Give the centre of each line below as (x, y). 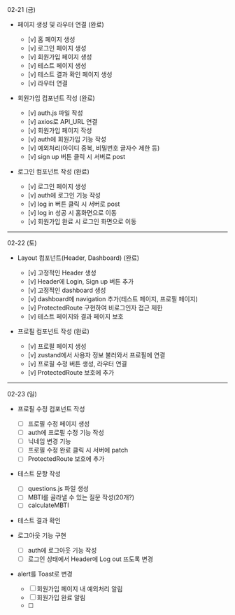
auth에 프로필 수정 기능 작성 (66, 433)
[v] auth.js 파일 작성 (55, 113)
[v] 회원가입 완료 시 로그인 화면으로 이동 (82, 221)
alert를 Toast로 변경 (45, 574)
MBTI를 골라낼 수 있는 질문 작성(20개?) (81, 497)
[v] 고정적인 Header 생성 (62, 272)
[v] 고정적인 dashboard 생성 (67, 290)
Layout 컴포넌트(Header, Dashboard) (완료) (78, 258)
